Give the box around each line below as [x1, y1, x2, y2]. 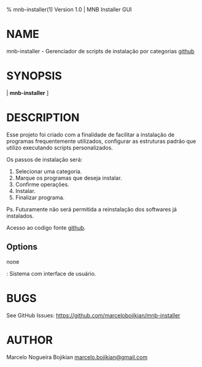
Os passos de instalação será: [6, 156, 83, 163]
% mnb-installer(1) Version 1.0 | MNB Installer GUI [6, 6, 132, 13]
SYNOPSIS [6, 69, 63, 83]
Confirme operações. [15, 181, 69, 188]
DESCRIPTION [6, 111, 80, 125]
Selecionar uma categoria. [15, 167, 82, 175]
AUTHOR [6, 333, 53, 347]
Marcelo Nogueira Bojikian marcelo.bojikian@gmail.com [6, 353, 148, 361]
